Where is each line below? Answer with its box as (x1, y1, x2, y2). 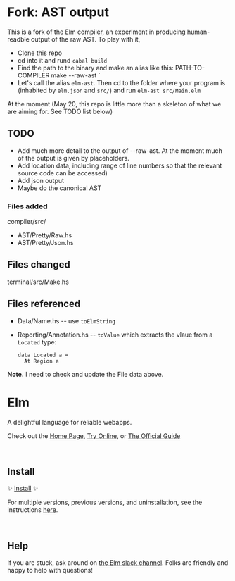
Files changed (7, 258, 70, 271)
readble (7, 35, 30, 43)
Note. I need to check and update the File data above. (7, 370, 164, 378)
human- (186, 27, 210, 36)
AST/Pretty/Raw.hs (17, 231, 72, 239)
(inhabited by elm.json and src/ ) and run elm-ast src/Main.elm (17, 86, 201, 94)
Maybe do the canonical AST (17, 184, 102, 192)
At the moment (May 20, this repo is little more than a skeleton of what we (7, 99, 222, 108)
